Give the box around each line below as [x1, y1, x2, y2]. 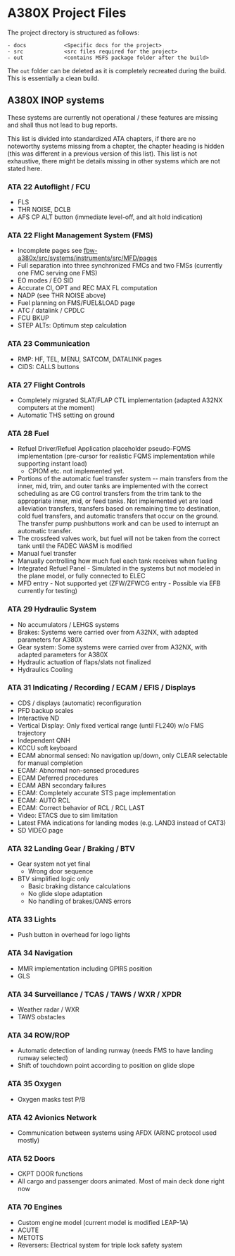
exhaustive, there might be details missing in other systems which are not [7, 156, 220, 165]
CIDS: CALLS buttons [17, 362, 80, 371]
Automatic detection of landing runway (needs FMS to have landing [17, 1046, 213, 1055]
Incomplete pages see [17, 247, 82, 255]
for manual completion [17, 759, 83, 767]
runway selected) [17, 1054, 68, 1062]
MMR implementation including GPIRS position [17, 964, 153, 973]
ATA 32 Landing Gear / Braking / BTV [7, 843, 135, 853]
